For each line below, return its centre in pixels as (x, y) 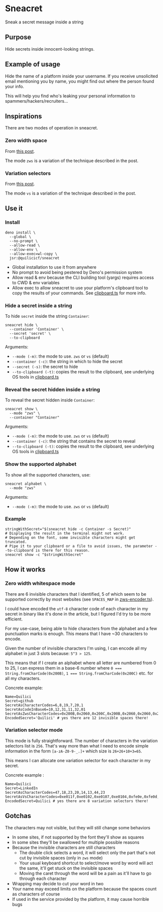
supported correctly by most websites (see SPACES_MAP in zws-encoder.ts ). (79, 599)
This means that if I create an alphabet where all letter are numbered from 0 (81, 663)
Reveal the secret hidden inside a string (53, 389)
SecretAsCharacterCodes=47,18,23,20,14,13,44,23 (55, 792)
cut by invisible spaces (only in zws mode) (61, 857)
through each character (43, 878)
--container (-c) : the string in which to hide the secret (67, 361)
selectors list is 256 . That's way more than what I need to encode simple (77, 746)
